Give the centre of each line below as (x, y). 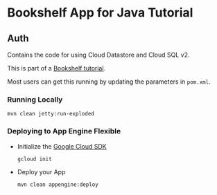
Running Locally (35, 100)
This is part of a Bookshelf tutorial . (57, 68)
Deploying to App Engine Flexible (64, 131)
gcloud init (34, 159)
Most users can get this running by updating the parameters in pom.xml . (109, 82)
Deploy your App (41, 171)
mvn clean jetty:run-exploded (51, 114)
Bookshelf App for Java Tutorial (100, 13)
